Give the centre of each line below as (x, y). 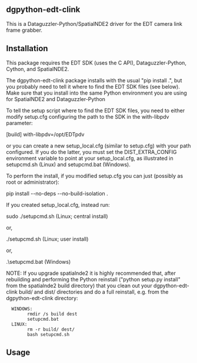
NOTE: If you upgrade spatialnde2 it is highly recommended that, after (91, 273)
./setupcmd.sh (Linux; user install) (47, 239)
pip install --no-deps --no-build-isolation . (57, 193)
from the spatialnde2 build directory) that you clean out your (79, 285)
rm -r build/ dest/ (51, 329)
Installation (27, 48)
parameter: (20, 123)
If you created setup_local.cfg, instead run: (58, 204)
